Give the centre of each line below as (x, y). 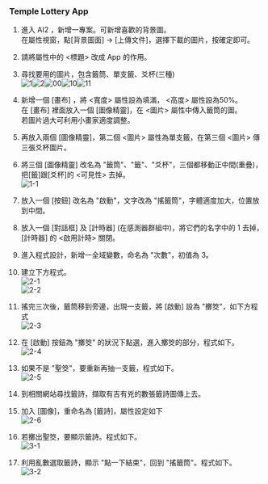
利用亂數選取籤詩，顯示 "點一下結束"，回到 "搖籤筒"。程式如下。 (128, 463)
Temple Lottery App (49, 11)
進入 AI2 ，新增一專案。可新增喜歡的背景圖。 (96, 30)
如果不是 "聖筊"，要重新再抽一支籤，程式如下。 (99, 368)
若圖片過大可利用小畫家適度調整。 (77, 120)
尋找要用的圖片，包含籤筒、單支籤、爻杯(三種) (98, 74)
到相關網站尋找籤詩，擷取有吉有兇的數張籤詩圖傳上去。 (113, 394)
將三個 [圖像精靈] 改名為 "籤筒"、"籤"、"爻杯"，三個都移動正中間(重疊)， (142, 165)
